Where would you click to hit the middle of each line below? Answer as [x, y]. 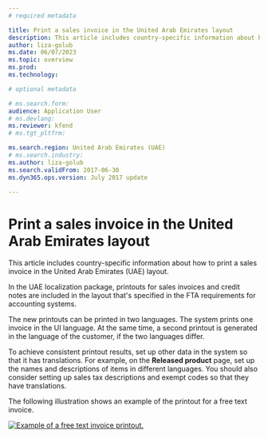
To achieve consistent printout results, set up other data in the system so [128, 352]
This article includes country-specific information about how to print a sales [133, 263]
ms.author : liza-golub [46, 162]
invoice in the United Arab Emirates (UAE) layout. [89, 272]
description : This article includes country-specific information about [132, 38]
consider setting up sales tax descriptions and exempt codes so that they [129, 377]
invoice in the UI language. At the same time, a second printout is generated [133, 328]
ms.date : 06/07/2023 [43, 53]
